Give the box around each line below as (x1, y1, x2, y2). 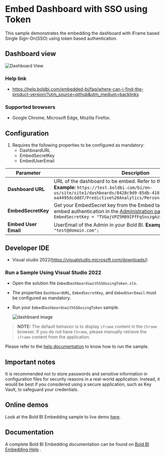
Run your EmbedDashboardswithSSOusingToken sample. (12, 305, 119, 310)
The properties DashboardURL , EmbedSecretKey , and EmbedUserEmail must (12, 290, 157, 296)
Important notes (5, 358, 55, 366)
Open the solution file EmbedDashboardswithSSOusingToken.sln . (12, 280, 137, 286)
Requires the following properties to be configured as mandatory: (12, 142, 145, 148)
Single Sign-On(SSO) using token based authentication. (5, 35, 118, 41)
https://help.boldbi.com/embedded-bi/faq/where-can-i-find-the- (12, 86, 144, 92)
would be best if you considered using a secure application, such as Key (5, 381, 152, 387)
